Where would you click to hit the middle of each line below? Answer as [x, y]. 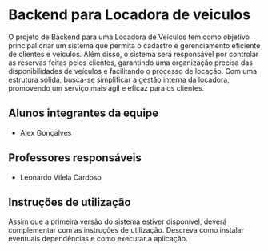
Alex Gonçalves [46, 132]
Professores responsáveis [75, 158]
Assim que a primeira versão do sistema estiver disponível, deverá [118, 221]
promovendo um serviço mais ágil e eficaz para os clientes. [106, 88]
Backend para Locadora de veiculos [129, 15]
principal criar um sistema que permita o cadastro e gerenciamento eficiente [134, 45]
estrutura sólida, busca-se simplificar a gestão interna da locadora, [119, 79]
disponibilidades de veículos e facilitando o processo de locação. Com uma [133, 71]
